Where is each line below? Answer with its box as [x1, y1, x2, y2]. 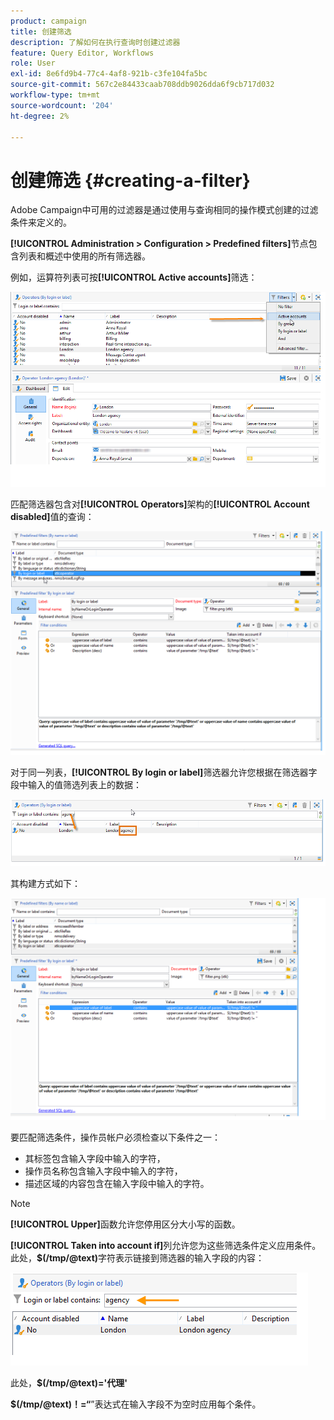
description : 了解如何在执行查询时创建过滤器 [10, 37, 181, 47]
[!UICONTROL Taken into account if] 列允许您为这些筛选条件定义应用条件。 [10, 1240, 322, 1252]
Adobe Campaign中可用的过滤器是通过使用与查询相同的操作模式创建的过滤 [10, 204, 319, 216]
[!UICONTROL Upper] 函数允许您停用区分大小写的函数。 [10, 1218, 241, 1230]
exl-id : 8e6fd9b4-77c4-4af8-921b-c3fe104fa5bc [10, 69, 208, 79]
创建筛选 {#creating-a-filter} [10, 169, 251, 192]
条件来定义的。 [10, 216, 72, 229]
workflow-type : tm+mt [10, 90, 101, 100]
